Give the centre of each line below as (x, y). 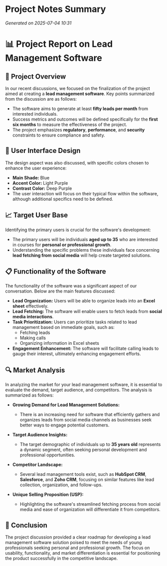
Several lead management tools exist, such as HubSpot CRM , (83, 474)
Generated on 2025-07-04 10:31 (38, 23)
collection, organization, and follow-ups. (61, 485)
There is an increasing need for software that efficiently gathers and (90, 415)
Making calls (33, 338)
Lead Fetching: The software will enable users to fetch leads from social (87, 311)
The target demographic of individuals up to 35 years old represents (90, 444)
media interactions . (33, 317)
